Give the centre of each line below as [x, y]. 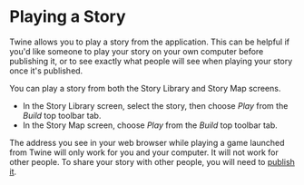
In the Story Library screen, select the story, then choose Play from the [155, 105]
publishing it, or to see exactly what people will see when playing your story [151, 61]
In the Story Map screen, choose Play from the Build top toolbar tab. [150, 125]
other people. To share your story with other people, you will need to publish [152, 161]
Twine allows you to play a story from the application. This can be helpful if [150, 42]
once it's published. [46, 71]
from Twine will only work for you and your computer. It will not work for [144, 152]
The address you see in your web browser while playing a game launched [147, 142]
